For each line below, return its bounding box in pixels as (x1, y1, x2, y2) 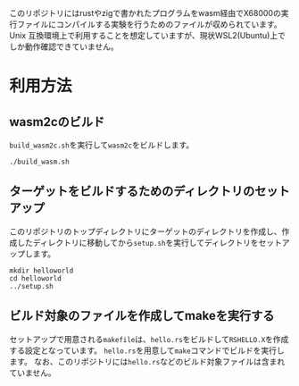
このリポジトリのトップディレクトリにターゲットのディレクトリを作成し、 (9, 226, 283, 237)
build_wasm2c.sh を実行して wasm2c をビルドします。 (9, 139, 195, 150)
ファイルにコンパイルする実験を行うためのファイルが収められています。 (16, 19, 283, 29)
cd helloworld (9, 273, 62, 283)
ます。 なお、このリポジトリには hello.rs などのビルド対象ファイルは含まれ (9, 356, 286, 366)
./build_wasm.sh (9, 157, 70, 166)
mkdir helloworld (9, 266, 74, 275)
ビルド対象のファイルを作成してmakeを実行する (9, 308, 275, 323)
